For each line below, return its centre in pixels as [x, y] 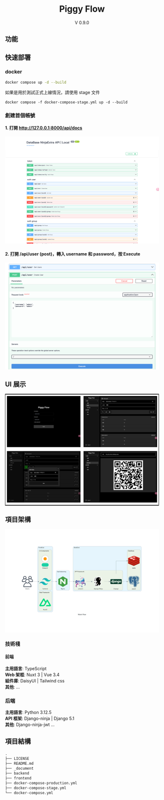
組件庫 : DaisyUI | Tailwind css [35, 681]
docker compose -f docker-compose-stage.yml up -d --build [66, 102]
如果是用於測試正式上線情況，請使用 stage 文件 [52, 92]
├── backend [17, 773]
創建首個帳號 [20, 115]
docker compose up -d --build [36, 82]
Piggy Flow [82, 9]
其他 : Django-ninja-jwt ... [30, 724]
